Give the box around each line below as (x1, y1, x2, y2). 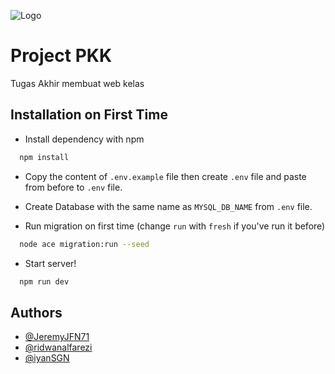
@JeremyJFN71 (24, 331, 90, 343)
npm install (19, 152, 70, 162)
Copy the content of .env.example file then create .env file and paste (24, 170, 307, 182)
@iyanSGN (24, 352, 70, 364)
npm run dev (19, 276, 70, 287)
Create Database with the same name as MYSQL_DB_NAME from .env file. (24, 200, 313, 212)
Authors (10, 304, 63, 321)
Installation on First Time (10, 106, 168, 124)
